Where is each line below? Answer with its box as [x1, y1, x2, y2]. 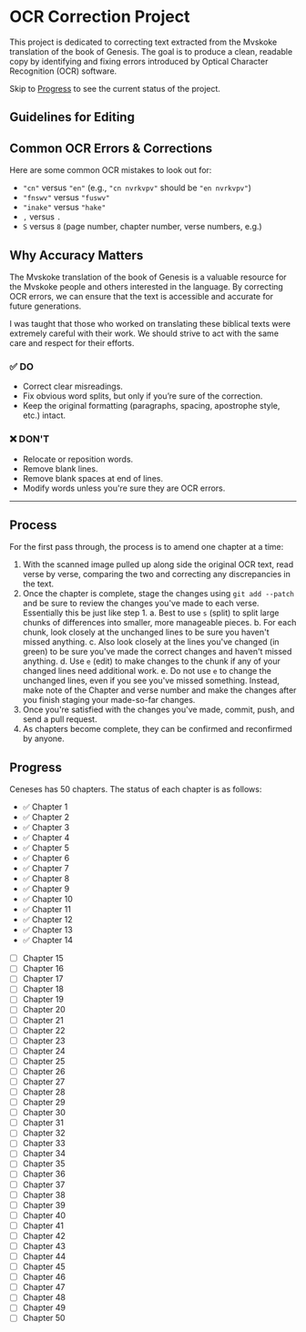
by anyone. [22, 733, 66, 744]
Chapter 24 [22, 1045, 66, 1056]
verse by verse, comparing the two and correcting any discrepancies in [22, 569, 291, 580]
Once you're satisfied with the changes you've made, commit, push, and [22, 704, 295, 716]
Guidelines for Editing [9, 109, 135, 125]
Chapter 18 [22, 983, 64, 994]
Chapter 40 [22, 1209, 66, 1221]
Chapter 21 [22, 1014, 64, 1025]
